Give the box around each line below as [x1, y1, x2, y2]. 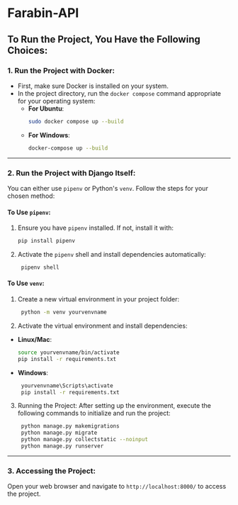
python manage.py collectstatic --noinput [21, 436, 149, 443]
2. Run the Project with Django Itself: [7, 168, 136, 178]
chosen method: [7, 192, 55, 200]
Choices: [7, 44, 48, 56]
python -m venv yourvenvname [21, 309, 108, 316]
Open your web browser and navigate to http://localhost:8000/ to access [7, 482, 227, 491]
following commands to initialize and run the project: [17, 409, 171, 418]
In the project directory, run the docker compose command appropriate [17, 89, 222, 97]
